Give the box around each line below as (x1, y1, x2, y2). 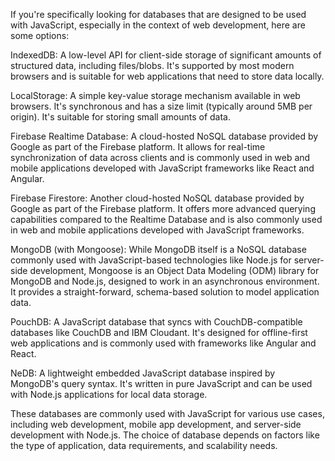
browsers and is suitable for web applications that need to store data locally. (10, 70, 325, 82)
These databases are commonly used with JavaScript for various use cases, (10, 408, 325, 419)
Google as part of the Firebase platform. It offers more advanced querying (10, 203, 316, 214)
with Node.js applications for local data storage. (10, 389, 208, 400)
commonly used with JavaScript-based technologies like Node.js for (10, 254, 292, 266)
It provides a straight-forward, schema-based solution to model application (10, 286, 320, 298)
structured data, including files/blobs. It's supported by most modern (10, 60, 295, 71)
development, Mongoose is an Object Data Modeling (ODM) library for (29, 265, 320, 276)
